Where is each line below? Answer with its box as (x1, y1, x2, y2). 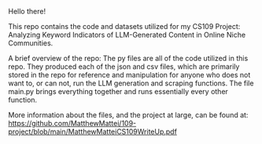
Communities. (8, 38, 54, 48)
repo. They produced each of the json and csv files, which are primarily (8, 62, 240, 71)
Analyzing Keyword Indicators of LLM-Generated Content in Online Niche (8, 31, 246, 39)
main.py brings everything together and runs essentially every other (8, 87, 228, 96)
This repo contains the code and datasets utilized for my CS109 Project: (8, 22, 241, 31)
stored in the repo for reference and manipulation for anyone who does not (8, 70, 251, 79)
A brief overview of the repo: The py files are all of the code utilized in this (8, 54, 249, 63)
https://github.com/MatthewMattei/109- (8, 119, 137, 128)
